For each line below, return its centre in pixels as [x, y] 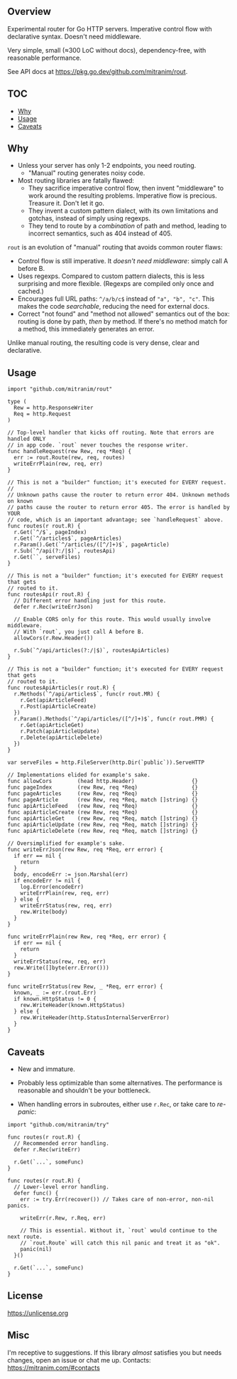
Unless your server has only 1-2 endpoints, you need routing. [107, 166]
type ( [17, 402]
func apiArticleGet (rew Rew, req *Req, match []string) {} [103, 819]
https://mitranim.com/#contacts [54, 1368]
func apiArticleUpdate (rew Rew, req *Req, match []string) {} [103, 825]
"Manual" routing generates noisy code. [87, 173]
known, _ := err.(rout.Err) [55, 993]
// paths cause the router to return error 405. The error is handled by [119, 508]
